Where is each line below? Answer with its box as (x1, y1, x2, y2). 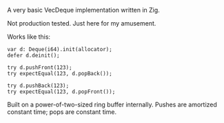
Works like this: (7, 32, 50, 41)
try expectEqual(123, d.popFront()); (7, 88, 116, 95)
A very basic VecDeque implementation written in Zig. (7, 6, 160, 14)
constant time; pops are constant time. (7, 108, 117, 116)
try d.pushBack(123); (7, 82, 70, 89)
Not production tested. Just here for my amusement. (7, 19, 156, 27)
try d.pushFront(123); (7, 64, 72, 71)
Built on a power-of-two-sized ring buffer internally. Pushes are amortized (7, 100, 217, 108)
